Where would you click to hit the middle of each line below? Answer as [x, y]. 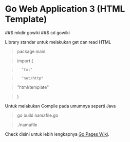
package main [31, 51]
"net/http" [33, 78]
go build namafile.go [37, 115]
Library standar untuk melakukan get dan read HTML [58, 42]
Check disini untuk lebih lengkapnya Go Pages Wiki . [57, 134]
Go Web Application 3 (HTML [65, 9]
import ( [25, 61]
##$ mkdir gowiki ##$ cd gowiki [37, 32]
